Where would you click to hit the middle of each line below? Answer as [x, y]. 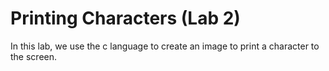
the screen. [34, 56]
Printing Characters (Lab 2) [125, 18]
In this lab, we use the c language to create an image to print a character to [165, 46]
